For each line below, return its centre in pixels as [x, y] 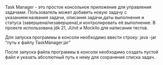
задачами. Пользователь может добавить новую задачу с [66, 12]
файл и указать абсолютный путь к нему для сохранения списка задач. [80, 57]
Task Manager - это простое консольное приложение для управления [78, 7]
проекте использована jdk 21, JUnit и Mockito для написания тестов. [77, 28]
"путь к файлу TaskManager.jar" [38, 43]
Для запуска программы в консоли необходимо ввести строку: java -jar [81, 37]
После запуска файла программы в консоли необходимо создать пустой [82, 52]
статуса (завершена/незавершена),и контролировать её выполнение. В [80, 22]
